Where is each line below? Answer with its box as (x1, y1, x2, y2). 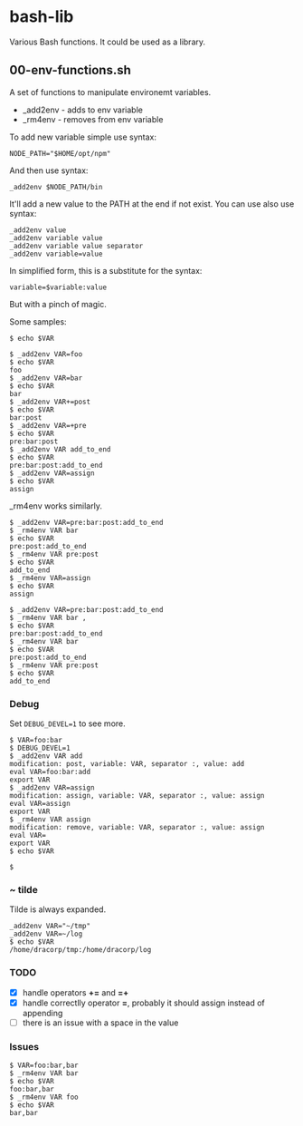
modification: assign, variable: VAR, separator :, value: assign (9, 791, 265, 801)
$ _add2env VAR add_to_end (9, 444, 111, 454)
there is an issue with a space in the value (22, 1017, 179, 1028)
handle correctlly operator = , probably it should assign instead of (22, 997, 265, 1008)
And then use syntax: (9, 165, 89, 176)
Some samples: (9, 315, 67, 327)
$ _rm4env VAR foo (9, 1092, 79, 1102)
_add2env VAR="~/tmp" (9, 922, 91, 931)
